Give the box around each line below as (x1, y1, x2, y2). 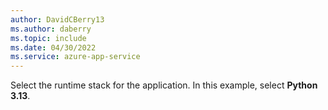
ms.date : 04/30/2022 (10, 42, 97, 53)
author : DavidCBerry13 (10, 14, 105, 25)
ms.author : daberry (10, 24, 92, 34)
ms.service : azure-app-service (10, 52, 141, 62)
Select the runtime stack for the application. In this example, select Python (10, 79, 318, 91)
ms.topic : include (10, 33, 87, 43)
